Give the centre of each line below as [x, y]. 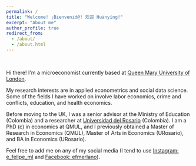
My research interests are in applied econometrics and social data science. [97, 90]
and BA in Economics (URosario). [46, 139]
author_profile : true [33, 28]
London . [16, 79]
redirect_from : [25, 34]
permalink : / [22, 11]
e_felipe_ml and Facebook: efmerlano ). [53, 157]
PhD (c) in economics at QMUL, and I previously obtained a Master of [90, 127]
